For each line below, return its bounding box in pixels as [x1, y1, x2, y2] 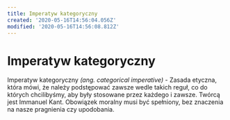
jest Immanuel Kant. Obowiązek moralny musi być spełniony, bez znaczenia [7, 98, 224, 106]
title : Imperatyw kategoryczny [7, 10, 98, 17]
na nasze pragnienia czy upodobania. [7, 105, 115, 114]
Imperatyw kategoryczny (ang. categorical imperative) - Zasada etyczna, [7, 76, 217, 84]
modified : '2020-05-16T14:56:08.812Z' [7, 23, 120, 30]
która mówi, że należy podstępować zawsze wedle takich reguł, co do [7, 83, 208, 92]
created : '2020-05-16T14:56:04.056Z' [7, 17, 117, 24]
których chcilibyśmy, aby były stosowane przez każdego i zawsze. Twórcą [7, 91, 220, 99]
